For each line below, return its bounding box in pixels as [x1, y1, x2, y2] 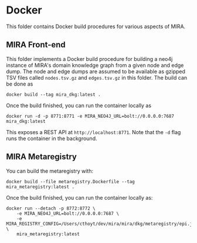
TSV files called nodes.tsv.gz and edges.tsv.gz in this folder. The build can [6, 74, 188, 81]
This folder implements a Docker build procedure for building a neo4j [6, 55, 173, 62]
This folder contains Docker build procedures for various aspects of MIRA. [6, 23, 186, 30]
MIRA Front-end [6, 40, 66, 50]
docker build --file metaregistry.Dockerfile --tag [6, 179, 135, 184]
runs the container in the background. [6, 135, 97, 142]
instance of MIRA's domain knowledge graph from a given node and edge [6, 61, 184, 69]
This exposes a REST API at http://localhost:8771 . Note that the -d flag [6, 128, 181, 135]
